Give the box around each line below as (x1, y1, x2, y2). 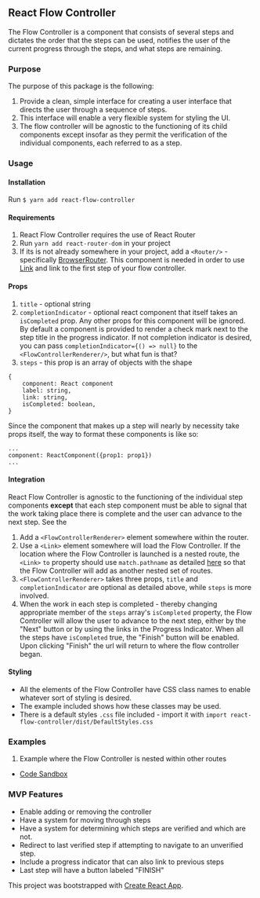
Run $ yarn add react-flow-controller (8, 195, 135, 204)
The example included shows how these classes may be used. (19, 702, 222, 711)
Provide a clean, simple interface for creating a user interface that (19, 97, 233, 106)
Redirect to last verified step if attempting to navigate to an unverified (19, 840, 244, 849)
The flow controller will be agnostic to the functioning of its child (19, 122, 228, 131)
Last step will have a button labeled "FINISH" (19, 865, 164, 874)
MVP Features (8, 789, 63, 800)
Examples (8, 736, 47, 747)
